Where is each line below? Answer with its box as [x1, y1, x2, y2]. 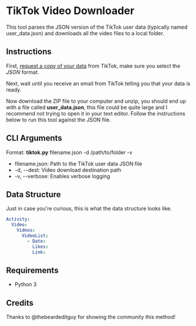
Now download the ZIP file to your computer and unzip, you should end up [6, 97, 186, 104]
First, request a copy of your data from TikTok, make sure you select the [6, 62, 181, 69]
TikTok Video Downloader [6, 4, 135, 18]
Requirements [6, 265, 59, 275]
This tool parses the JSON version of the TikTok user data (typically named [6, 23, 188, 30]
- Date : [27, 238, 46, 244]
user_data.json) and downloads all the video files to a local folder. [6, 29, 164, 36]
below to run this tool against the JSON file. [6, 116, 111, 123]
